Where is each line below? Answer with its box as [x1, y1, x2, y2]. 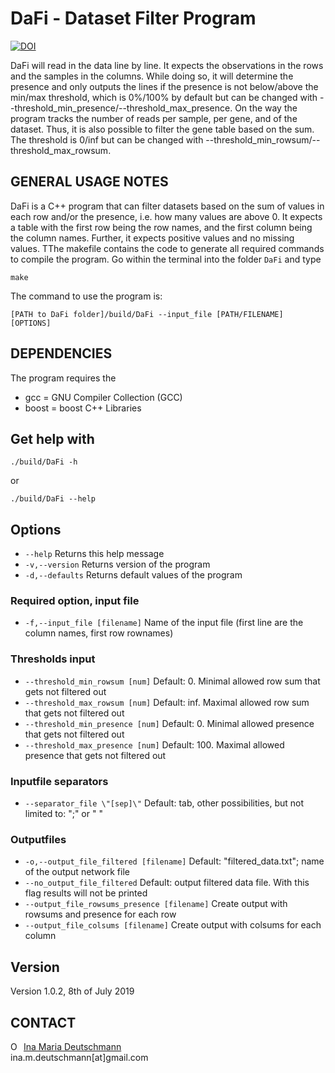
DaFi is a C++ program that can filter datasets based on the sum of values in [10, 200, 325, 212]
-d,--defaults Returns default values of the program [24, 569, 243, 581]
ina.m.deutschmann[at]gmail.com [10, 1052, 149, 1063]
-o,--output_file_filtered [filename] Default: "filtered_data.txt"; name [24, 855, 325, 867]
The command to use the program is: [10, 290, 163, 302]
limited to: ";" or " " [24, 808, 103, 820]
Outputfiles [10, 833, 67, 846]
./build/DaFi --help [10, 494, 97, 504]
